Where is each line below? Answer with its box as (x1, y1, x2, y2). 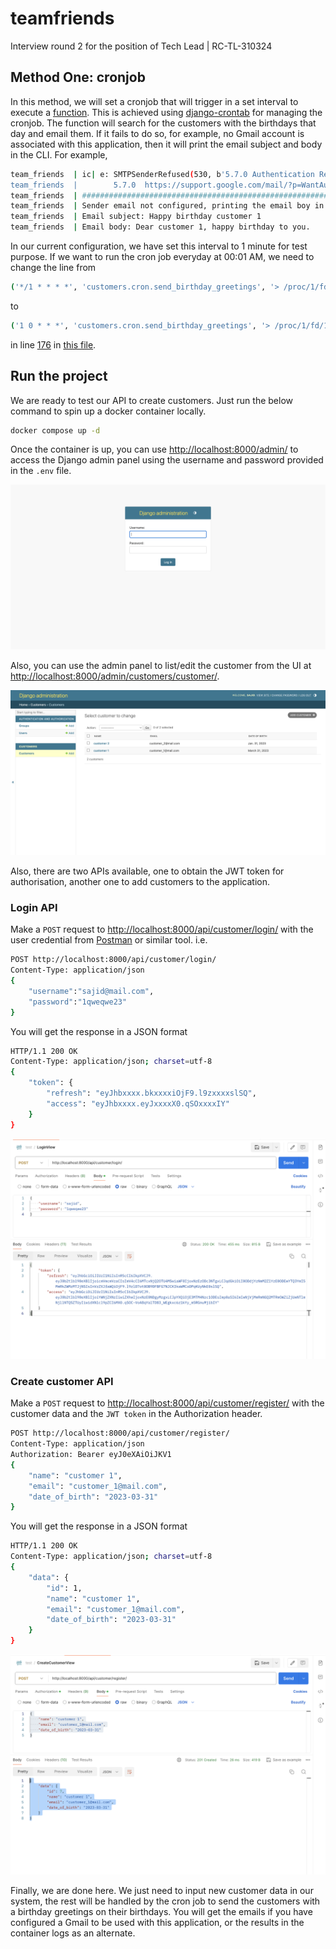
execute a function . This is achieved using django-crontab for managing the (10, 106, 323, 118)
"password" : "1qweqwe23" (28, 997, 128, 1007)
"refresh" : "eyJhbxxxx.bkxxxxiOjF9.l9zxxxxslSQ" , (46, 1088, 257, 1099)
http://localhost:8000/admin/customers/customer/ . (10, 670, 220, 682)
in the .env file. (10, 465, 72, 477)
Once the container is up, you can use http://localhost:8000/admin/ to (10, 443, 299, 456)
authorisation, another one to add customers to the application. (10, 876, 271, 888)
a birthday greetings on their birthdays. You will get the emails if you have (10, 1906, 313, 1918)
